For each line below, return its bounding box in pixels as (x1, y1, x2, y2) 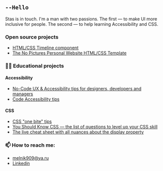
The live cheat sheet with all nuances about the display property (12, 129, 144, 135)
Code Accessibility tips (12, 96, 60, 102)
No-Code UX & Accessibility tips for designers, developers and (12, 86, 142, 92)
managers (12, 91, 33, 97)
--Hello (5, 4, 29, 11)
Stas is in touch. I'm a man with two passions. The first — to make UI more (5, 16, 158, 22)
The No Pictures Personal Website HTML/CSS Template (12, 50, 127, 56)
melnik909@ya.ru (12, 155, 49, 161)
